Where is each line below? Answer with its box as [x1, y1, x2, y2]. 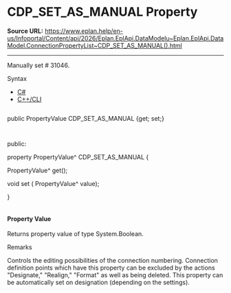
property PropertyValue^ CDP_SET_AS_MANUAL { [7, 152, 149, 161]
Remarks [7, 243, 32, 251]
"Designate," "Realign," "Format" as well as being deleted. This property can [7, 271, 223, 279]
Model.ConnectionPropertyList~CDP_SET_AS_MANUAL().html [7, 41, 182, 49]
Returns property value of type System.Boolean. [7, 230, 144, 238]
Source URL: [7, 27, 43, 35]
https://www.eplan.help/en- [44, 27, 124, 35]
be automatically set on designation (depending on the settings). [7, 279, 190, 287]
